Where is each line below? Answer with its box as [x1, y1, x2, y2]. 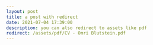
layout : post [6, 8, 39, 15]
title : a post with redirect [6, 14, 78, 20]
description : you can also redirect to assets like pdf [6, 25, 147, 31]
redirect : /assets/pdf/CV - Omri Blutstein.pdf [6, 30, 126, 36]
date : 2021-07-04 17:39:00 [6, 19, 73, 25]
